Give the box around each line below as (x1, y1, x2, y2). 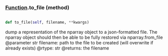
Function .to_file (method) (5, 4, 70, 11)
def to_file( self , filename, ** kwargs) (5, 20, 90, 25)
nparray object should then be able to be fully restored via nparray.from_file (5, 34, 163, 40)
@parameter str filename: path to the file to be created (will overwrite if (5, 40, 153, 46)
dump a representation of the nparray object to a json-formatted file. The (5, 29, 158, 35)
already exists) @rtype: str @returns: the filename (5, 45, 110, 51)
